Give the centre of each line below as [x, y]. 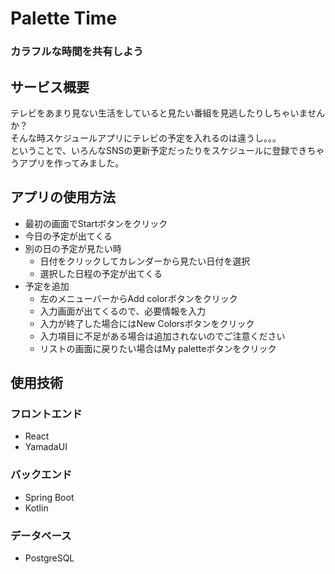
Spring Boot [49, 497]
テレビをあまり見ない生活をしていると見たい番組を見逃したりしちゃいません [168, 113]
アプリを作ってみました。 [71, 163]
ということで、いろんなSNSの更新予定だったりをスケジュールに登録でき [159, 150]
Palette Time [64, 18]
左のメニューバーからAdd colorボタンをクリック [138, 298]
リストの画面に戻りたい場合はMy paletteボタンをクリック [158, 348]
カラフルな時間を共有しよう [77, 52]
